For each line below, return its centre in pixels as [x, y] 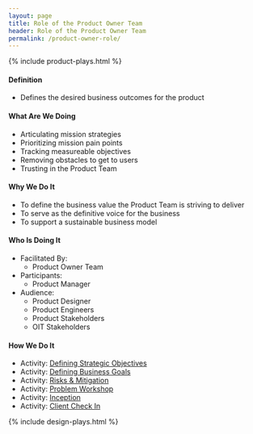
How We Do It [32, 345]
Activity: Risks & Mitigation [64, 381]
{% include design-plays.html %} [63, 422]
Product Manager [61, 284]
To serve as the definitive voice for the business [100, 213]
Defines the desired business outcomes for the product [112, 98]
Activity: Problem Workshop [67, 389]
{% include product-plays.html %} [65, 61]
